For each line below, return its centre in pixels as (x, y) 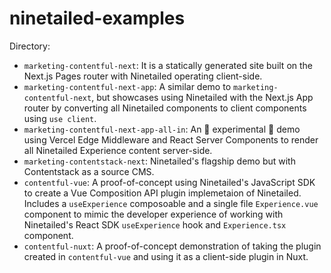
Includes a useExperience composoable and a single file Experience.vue (171, 203)
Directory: (30, 46)
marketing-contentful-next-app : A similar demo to (127, 86)
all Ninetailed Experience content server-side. (118, 150)
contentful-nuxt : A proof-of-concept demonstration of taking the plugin (172, 246)
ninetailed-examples (97, 18)
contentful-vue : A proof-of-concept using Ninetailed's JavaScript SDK (169, 182)
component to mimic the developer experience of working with (153, 214)
